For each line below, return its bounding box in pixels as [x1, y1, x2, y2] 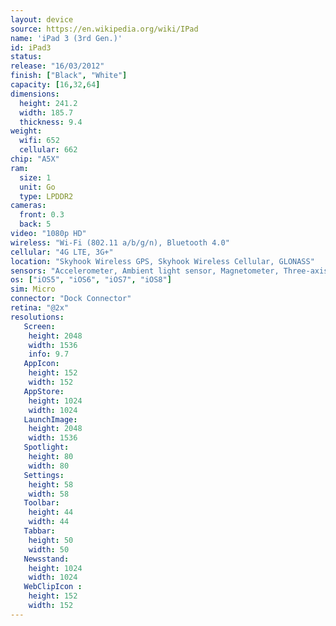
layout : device [10, 14, 74, 25]
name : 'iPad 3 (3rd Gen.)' [10, 33, 123, 43]
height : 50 [28, 535, 74, 545]
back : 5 [19, 219, 52, 230]
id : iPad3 [10, 42, 52, 53]
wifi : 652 [19, 136, 60, 146]
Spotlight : [23, 442, 70, 453]
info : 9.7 [28, 349, 70, 360]
